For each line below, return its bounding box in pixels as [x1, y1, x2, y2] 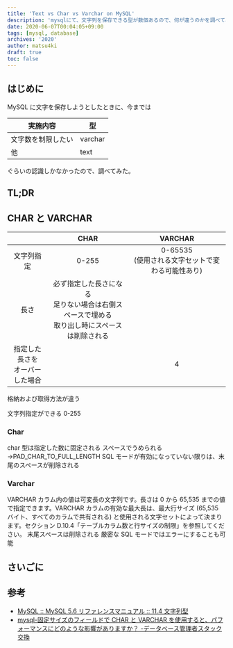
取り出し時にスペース [53, 321, 123, 330]
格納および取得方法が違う [7, 394, 80, 403]
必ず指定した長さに [53, 279, 116, 289]
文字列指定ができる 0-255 [7, 409, 81, 417]
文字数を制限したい [10, 134, 74, 144]
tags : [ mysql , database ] [7, 29, 79, 37]
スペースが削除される [19, 461, 80, 469]
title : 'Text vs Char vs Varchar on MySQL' [7, 10, 135, 17]
